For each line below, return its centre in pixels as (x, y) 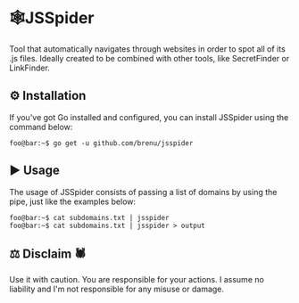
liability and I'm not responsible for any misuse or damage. (117, 289)
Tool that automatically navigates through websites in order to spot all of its (147, 49)
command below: (41, 127)
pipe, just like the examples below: (73, 201)
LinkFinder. (30, 68)
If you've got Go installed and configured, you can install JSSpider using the (149, 117)
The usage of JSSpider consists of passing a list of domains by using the (143, 192)
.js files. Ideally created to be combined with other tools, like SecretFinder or (149, 58)
